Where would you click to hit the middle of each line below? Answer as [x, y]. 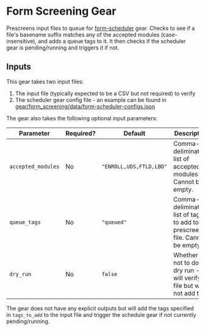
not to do [186, 263]
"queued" [114, 222]
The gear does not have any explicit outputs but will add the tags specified [100, 308]
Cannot [184, 181]
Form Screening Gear [61, 11]
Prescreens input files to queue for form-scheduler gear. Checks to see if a [101, 28]
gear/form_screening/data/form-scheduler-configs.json [85, 106]
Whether [185, 255]
